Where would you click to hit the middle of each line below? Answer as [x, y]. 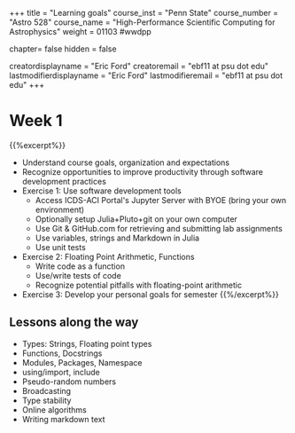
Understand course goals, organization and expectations [126, 162]
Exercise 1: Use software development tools [101, 191]
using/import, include [61, 372]
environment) [60, 209]
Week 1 [36, 121]
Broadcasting [47, 390]
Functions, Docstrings [62, 353]
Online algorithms [54, 409]
